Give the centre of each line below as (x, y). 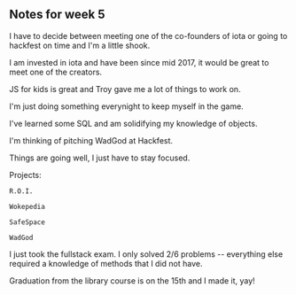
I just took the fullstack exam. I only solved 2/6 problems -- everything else (146, 254)
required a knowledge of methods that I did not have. (106, 263)
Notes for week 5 (57, 15)
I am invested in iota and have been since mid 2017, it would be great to (139, 62)
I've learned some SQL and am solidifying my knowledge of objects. (133, 123)
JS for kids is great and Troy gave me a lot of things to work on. (125, 89)
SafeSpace (27, 222)
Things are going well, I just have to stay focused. (100, 158)
